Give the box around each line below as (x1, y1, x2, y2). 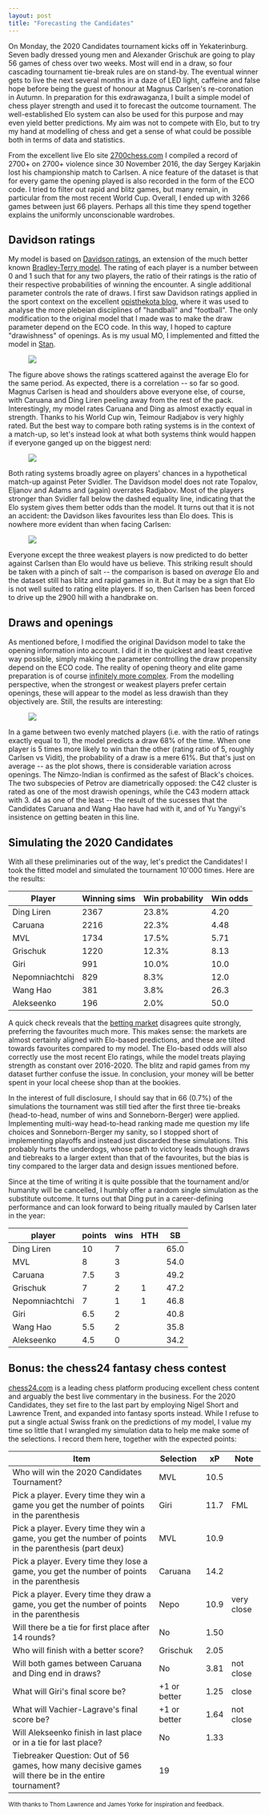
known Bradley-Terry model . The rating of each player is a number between (8, 263, 259, 272)
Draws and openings (8, 616, 114, 630)
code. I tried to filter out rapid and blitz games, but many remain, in (8, 184, 228, 194)
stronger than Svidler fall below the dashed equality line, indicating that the (8, 494, 256, 504)
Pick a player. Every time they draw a (12, 1588, 151, 1600)
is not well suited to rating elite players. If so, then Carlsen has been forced (8, 584, 255, 594)
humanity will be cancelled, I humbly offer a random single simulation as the (8, 1185, 259, 1194)
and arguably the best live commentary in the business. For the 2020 (8, 1391, 236, 1401)
